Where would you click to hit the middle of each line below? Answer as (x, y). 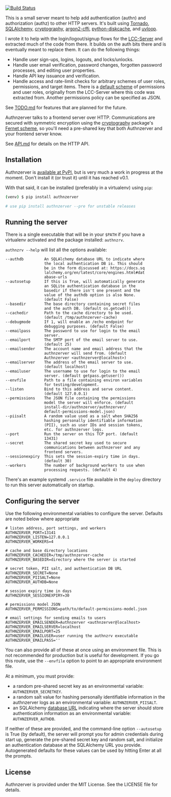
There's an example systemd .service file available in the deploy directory (83, 480)
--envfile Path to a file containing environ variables (74, 380)
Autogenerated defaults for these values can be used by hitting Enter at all (83, 750)
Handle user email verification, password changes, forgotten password (87, 65)
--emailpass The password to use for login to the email (73, 331)
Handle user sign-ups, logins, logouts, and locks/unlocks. (73, 59)
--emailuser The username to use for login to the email (73, 372)
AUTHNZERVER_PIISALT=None (33, 578)
